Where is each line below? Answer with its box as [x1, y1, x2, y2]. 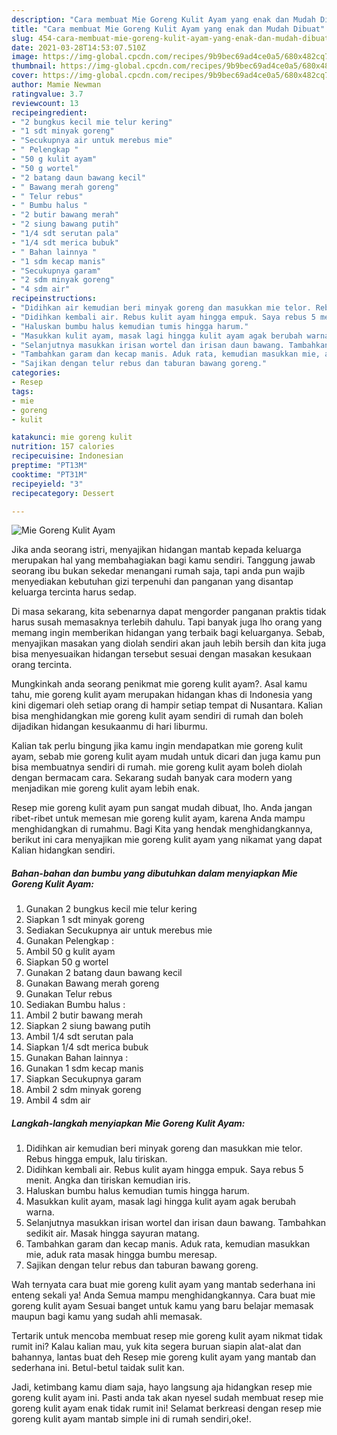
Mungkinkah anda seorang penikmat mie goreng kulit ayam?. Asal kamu [11, 678, 308, 690]
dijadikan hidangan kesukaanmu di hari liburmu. [11, 721, 208, 733]
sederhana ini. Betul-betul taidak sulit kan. [11, 1362, 185, 1374]
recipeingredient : [11, 107, 88, 118]
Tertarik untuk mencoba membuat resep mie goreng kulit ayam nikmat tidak [11, 1330, 323, 1342]
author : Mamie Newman [11, 80, 102, 90]
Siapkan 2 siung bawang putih [25, 1020, 151, 1032]
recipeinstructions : [11, 294, 98, 304]
